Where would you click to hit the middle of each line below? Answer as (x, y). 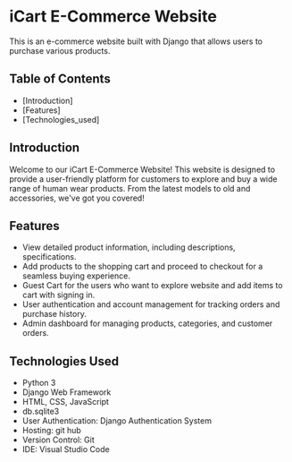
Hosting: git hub (52, 431)
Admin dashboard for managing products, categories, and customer (147, 323)
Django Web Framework (67, 392)
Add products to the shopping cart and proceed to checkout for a (142, 267)
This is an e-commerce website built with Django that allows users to (136, 41)
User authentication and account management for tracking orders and (151, 304)
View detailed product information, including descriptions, (129, 247)
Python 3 (39, 383)
